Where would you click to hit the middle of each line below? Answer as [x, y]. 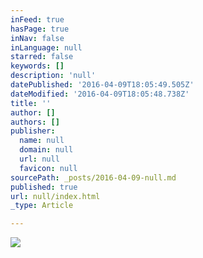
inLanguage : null [46, 47]
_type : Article [42, 206]
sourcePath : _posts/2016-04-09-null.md [93, 177]
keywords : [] [37, 66]
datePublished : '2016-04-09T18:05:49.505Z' [102, 85]
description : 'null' [53, 76]
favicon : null [48, 168]
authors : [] [35, 122]
